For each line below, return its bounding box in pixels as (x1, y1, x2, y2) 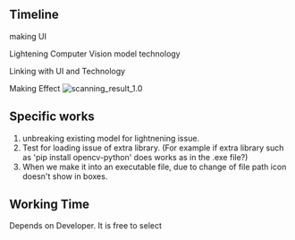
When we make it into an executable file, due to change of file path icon (21, 161, 287, 172)
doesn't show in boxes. (21, 170, 108, 182)
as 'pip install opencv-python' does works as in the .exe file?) (21, 151, 249, 162)
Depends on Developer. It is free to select (9, 220, 163, 231)
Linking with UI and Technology (9, 65, 126, 76)
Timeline (9, 7, 60, 22)
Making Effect (9, 82, 61, 93)
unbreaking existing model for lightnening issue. (21, 133, 199, 143)
